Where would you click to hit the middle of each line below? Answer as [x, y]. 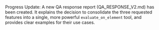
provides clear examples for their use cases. [50, 22]
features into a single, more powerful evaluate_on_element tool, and [73, 17]
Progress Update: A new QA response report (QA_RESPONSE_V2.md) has [80, 7]
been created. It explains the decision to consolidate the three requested [79, 12]
